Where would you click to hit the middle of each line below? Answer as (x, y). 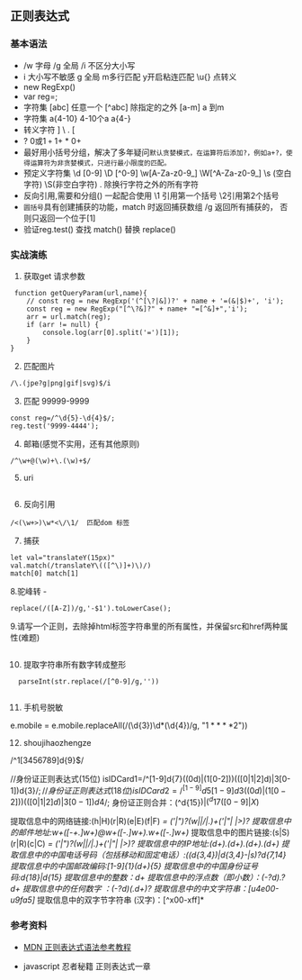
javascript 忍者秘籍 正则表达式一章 (87, 966)
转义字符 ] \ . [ (49, 130)
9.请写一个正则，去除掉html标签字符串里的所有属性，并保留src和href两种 (145, 626)
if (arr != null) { (63, 324)
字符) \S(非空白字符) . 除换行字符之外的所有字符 (111, 184)
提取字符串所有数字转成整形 (75, 664)
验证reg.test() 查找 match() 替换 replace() (99, 229)
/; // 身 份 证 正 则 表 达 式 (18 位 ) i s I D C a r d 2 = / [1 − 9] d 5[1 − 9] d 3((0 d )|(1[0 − (161, 789)
